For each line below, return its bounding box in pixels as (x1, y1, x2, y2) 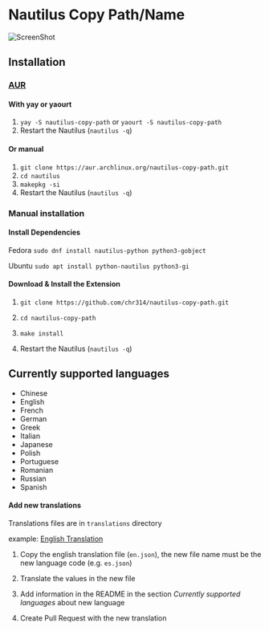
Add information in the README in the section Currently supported (19, 589, 241, 599)
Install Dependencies (8, 227, 81, 238)
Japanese (19, 439, 54, 449)
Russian (19, 474, 47, 483)
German (19, 413, 47, 423)
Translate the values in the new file (19, 574, 136, 583)
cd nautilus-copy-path (19, 314, 96, 322)
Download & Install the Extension (8, 279, 120, 289)
